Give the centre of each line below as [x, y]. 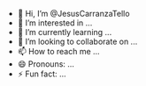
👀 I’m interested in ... [55, 23]
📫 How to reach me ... [58, 51]
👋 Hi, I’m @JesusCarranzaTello [73, 14]
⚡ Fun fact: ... [42, 74]
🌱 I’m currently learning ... [65, 32]
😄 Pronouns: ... [46, 64]
